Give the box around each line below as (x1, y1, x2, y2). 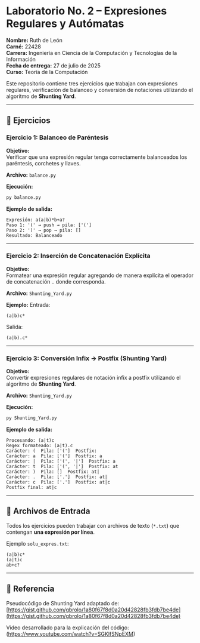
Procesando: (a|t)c (6, 437, 55, 443)
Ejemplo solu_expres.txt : (6, 540, 69, 547)
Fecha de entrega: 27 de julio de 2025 (6, 61, 101, 69)
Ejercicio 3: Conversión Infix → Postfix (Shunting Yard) (6, 354, 167, 362)
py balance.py (6, 194, 42, 201)
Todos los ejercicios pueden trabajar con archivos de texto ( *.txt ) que (6, 522, 180, 529)
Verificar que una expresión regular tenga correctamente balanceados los (6, 153, 187, 161)
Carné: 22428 (6, 43, 42, 50)
